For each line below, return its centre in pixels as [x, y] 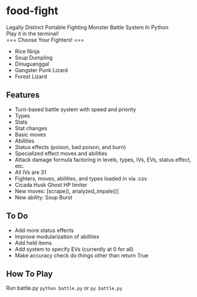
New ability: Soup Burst [43, 197]
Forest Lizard [31, 76]
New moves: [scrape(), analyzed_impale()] [67, 191]
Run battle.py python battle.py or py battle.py [64, 288]
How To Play [30, 274]
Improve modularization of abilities [57, 236]
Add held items [33, 243]
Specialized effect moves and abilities [61, 153]
